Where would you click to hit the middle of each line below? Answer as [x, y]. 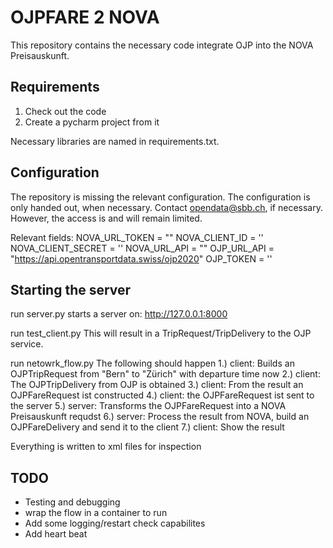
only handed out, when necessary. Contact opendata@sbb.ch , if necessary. [166, 207]
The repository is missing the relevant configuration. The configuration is [160, 197]
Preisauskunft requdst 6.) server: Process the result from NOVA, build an [160, 417]
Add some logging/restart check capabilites [115, 523]
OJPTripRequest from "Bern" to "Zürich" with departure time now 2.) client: [165, 374]
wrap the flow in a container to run [96, 513]
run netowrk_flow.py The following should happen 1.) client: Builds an [152, 363]
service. [27, 344]
